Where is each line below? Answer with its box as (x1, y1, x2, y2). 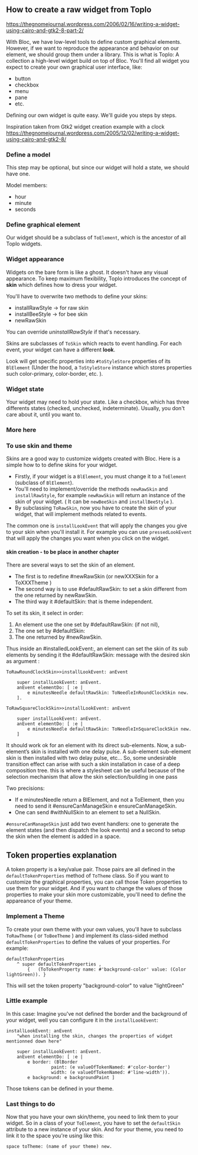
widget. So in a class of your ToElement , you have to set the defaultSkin (6, 1119, 181, 1127)
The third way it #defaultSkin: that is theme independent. (14, 598, 154, 605)
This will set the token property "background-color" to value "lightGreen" (6, 982, 184, 989)
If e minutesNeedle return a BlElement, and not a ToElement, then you (14, 796, 184, 804)
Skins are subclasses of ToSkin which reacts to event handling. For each (6, 340, 182, 347)
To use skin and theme (6, 441, 73, 450)
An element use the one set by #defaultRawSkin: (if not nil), (14, 621, 160, 628)
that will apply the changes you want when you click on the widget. (6, 535, 170, 542)
